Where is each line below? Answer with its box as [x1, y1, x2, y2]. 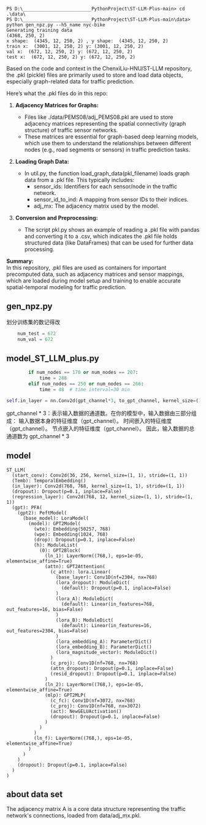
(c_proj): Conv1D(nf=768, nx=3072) [50, 702, 141, 709]
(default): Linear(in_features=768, [61, 601, 155, 607]
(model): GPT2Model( [28, 520, 81, 527]
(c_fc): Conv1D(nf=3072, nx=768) [50, 698, 136, 704]
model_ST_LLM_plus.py [6, 353, 99, 363]
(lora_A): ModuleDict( [55, 595, 114, 602]
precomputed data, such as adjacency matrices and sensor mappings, [6, 270, 185, 278]
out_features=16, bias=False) [6, 606, 84, 612]
